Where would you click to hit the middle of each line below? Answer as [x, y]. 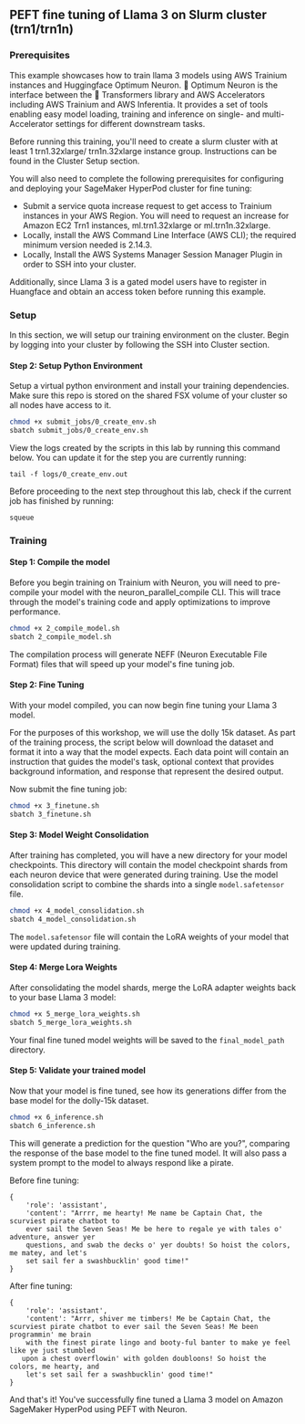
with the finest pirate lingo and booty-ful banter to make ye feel [158, 1342]
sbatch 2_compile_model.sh [61, 637]
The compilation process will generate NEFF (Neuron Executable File [138, 654]
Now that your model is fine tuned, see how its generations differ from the [148, 1091]
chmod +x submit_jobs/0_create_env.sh [83, 422]
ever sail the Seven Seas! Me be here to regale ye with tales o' [154, 1229]
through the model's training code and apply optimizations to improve [140, 602]
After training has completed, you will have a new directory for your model [148, 855]
